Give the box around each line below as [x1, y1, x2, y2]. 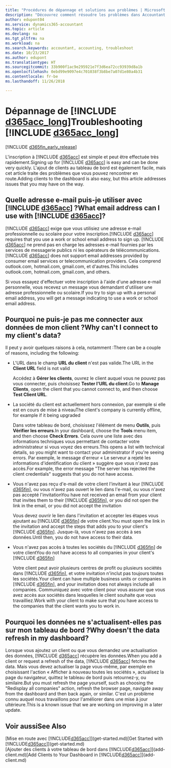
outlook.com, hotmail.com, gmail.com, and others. [5, 269, 111, 275]
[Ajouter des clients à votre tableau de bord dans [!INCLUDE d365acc [5, 746, 151, 752]
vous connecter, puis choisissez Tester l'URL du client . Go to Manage [12, 381, 159, 387]
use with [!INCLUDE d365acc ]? [5, 212, 106, 220]
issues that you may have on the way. [5, 181, 84, 187]
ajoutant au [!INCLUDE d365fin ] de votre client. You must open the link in [12, 518, 165, 524]
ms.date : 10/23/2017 [5, 50, 50, 55]
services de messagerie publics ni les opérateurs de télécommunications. [5, 247, 160, 253]
